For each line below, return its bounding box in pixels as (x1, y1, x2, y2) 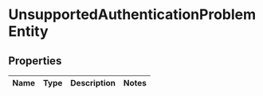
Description (70, 78, 116, 88)
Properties (8, 54, 62, 67)
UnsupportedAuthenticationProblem (8, 6, 257, 24)
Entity (8, 22, 49, 40)
